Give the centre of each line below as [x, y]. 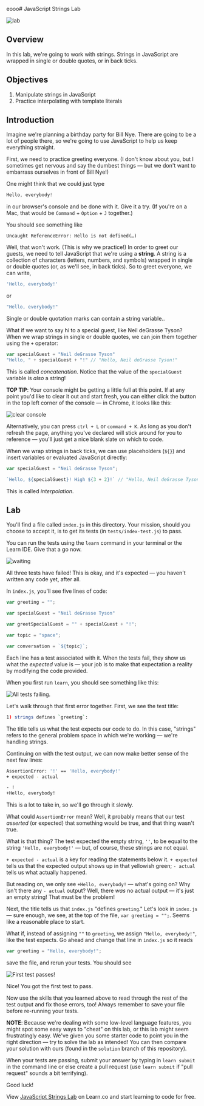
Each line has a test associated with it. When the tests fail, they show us [96, 658]
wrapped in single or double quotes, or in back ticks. [72, 61]
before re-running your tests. [42, 1011]
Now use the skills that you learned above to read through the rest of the [97, 998]
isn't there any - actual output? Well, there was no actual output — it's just [100, 891]
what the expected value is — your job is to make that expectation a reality [100, 664]
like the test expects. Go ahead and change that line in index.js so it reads [100, 940]
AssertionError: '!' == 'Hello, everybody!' [63, 771]
